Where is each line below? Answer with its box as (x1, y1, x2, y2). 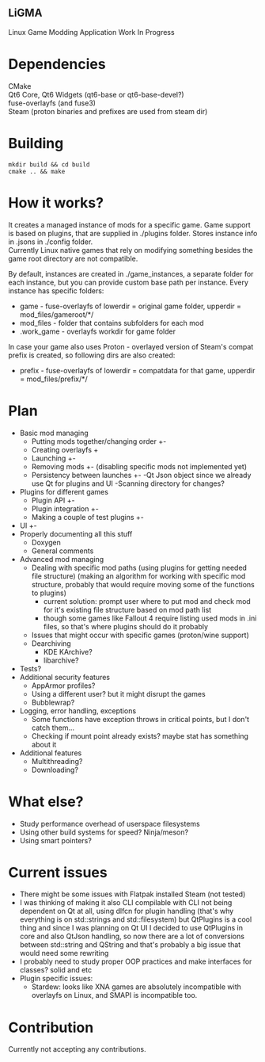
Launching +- (31, 453, 77, 463)
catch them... (31, 723, 75, 732)
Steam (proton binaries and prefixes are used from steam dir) (8, 106, 208, 116)
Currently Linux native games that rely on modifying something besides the (8, 245, 253, 254)
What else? (8, 793, 84, 811)
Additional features (19, 748, 82, 758)
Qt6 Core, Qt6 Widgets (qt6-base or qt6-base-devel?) (8, 90, 184, 99)
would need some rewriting (19, 949, 109, 958)
